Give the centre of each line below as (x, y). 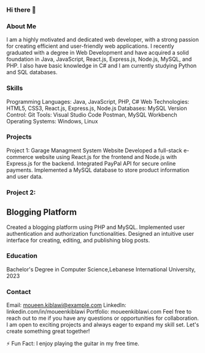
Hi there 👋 (21, 10)
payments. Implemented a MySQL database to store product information (98, 170)
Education (22, 256)
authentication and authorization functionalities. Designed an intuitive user (100, 233)
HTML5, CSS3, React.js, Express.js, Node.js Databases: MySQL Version (97, 108)
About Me (21, 26)
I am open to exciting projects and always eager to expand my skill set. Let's (103, 325)
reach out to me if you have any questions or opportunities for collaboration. (103, 318)
